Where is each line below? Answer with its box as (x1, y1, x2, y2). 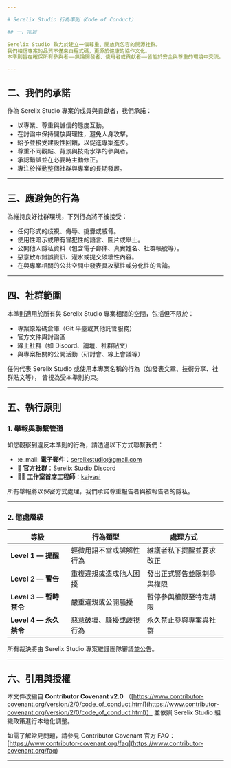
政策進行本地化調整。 (12, 717, 74, 725)
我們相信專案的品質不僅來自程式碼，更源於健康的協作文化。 (7, 47, 151, 54)
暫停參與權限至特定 (146, 592, 210, 601)
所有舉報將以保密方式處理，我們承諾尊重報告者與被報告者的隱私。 (7, 487, 194, 495)
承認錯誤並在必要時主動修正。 (16, 156, 102, 164)
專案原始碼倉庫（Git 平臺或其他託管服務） (16, 324, 136, 332)
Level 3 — (10, 592, 44, 601)
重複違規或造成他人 (71, 568, 133, 578)
